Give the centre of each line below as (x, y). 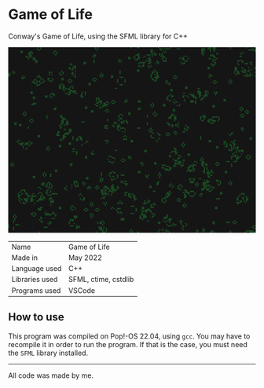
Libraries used (35, 280)
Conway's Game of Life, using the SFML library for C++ (98, 36)
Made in (24, 258)
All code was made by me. (51, 375)
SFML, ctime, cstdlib (101, 280)
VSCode (82, 290)
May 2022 (85, 258)
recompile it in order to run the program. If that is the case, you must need (128, 344)
